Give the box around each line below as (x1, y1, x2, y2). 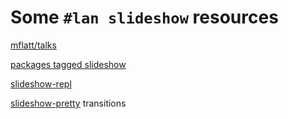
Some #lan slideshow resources (10, 6, 279, 29)
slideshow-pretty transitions (10, 97, 127, 109)
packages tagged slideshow (10, 58, 127, 70)
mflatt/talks (10, 39, 57, 51)
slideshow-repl (10, 77, 72, 90)
